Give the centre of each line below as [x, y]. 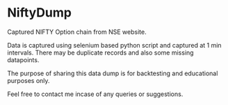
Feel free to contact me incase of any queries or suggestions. [95, 94]
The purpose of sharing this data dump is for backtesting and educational [113, 73]
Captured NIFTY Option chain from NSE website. [77, 32]
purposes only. [28, 80]
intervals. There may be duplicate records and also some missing [100, 52]
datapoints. [23, 59]
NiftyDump [39, 13]
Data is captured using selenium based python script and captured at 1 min [114, 45]
